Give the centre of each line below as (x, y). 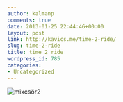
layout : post (26, 33)
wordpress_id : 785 (34, 59)
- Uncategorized (31, 71)
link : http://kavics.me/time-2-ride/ (62, 40)
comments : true (29, 20)
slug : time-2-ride (34, 46)
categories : (24, 65)
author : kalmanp (31, 14)
